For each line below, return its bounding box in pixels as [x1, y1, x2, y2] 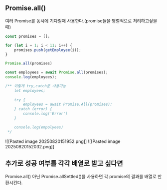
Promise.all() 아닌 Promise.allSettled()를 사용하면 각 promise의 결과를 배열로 [5, 173, 157, 179]
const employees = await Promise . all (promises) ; [5, 70, 108, 75]
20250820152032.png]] [5, 143, 55, 149]
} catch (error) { [14, 107, 52, 112]
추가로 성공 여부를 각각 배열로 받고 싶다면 [5, 159, 123, 168]
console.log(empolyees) [14, 125, 64, 129]
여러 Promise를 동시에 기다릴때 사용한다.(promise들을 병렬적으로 [5, 17, 132, 24]
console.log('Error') [23, 111, 68, 116]
